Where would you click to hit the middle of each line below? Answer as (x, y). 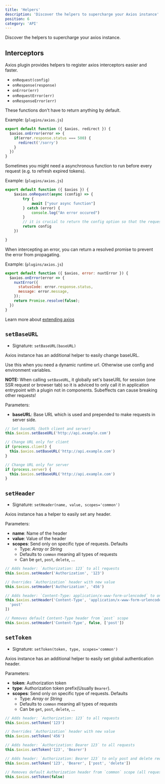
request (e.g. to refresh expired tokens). (45, 171)
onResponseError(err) (34, 101)
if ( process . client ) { (28, 447)
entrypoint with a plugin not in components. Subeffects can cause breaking (81, 390)
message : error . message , (43, 292)
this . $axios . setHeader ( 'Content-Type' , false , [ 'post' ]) (65, 623)
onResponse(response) (34, 85)
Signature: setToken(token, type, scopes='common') (65, 649)
